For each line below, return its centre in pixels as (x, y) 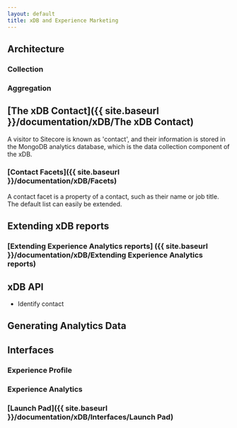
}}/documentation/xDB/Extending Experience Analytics (105, 255)
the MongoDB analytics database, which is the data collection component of (118, 146)
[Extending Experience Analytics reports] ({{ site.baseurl (108, 246)
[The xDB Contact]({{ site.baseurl (83, 111)
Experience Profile (40, 370)
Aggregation (29, 88)
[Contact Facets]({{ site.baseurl (64, 172)
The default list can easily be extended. (65, 204)
